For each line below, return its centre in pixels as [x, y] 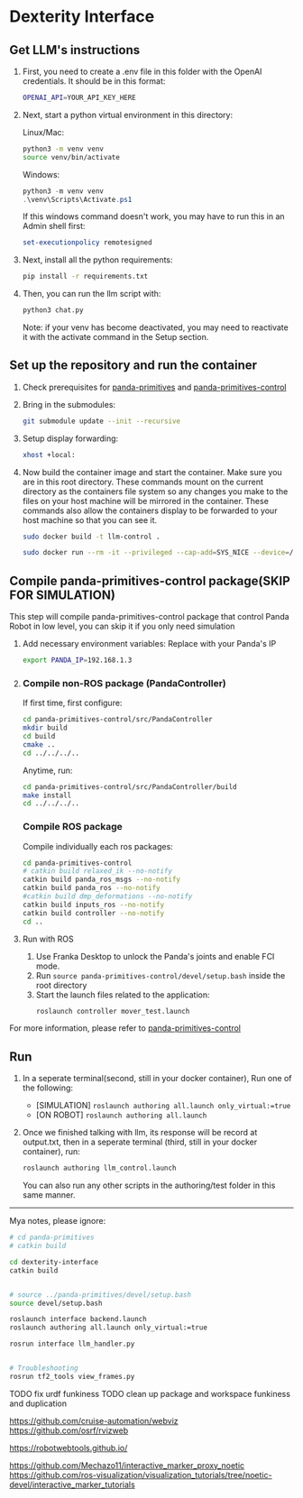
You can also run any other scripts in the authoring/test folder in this [149, 1186]
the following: [48, 1088]
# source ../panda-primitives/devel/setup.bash [101, 1295]
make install [47, 795]
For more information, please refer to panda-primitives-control [125, 1028]
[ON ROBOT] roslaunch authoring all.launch [121, 1115]
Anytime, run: [47, 770]
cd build [39, 737]
